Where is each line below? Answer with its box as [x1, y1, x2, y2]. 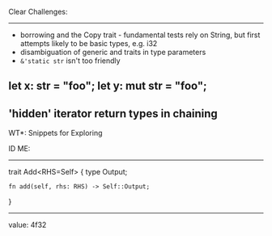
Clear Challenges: [8, 7, 68, 16]
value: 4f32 [8, 220, 47, 230]
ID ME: [8, 144, 31, 154]
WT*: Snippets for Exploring [8, 129, 103, 138]
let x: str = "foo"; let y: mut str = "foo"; [8, 79, 208, 93]
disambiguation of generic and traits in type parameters [19, 48, 206, 57]
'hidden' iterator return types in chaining [8, 107, 219, 120]
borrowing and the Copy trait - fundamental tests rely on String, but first [19, 30, 261, 40]
